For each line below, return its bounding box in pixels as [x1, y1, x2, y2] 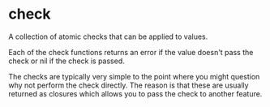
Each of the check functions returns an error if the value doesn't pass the [8, 47, 254, 57]
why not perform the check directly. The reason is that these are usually [8, 80, 249, 90]
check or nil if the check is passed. [8, 56, 126, 66]
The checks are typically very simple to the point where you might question [8, 71, 260, 81]
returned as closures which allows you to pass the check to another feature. [8, 88, 263, 98]
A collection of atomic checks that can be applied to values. [8, 32, 208, 41]
